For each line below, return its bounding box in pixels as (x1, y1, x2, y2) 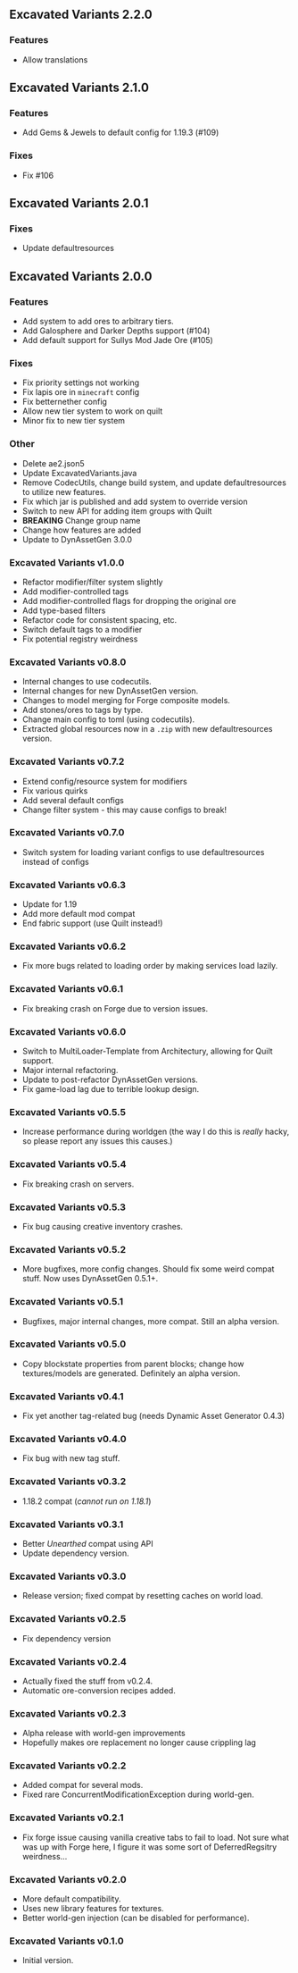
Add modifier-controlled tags (21, 585, 129, 597)
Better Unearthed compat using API (21, 1538, 153, 1549)
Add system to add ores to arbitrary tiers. (21, 316, 174, 327)
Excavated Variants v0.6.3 (9, 878, 127, 891)
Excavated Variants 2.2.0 (9, 7, 153, 22)
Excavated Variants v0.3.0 (9, 1570, 127, 1583)
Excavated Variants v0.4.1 (9, 1389, 124, 1402)
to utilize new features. (21, 486, 107, 497)
